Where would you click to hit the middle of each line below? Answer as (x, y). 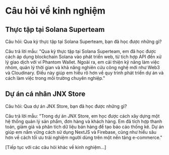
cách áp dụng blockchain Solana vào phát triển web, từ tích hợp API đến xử (83, 57)
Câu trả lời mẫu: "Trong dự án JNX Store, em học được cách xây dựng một (82, 116)
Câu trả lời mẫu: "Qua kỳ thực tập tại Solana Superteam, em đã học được (81, 51)
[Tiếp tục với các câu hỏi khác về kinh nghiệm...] (56, 147)
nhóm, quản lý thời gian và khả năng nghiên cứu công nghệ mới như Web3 (83, 67)
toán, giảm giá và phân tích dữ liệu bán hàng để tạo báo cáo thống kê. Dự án (84, 127)
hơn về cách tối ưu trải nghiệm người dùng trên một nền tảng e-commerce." (84, 137)
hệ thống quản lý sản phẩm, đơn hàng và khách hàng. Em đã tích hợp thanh (84, 121)
